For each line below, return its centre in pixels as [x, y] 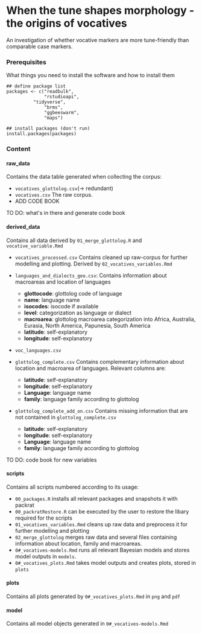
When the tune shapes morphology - [100, 11]
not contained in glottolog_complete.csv [65, 417]
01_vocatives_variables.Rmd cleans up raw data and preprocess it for [101, 524]
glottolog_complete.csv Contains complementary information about [99, 361]
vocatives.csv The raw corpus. [54, 195]
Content [19, 149]
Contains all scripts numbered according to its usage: [73, 487]
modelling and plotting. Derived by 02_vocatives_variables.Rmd [94, 264]
